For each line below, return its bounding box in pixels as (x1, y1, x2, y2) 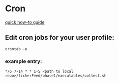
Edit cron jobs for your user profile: (5, 33, 115, 42)
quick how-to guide (5, 19, 45, 25)
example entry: (5, 57, 42, 64)
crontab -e (5, 46, 28, 52)
